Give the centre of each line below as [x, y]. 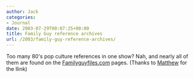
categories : [21, 17]
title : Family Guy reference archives [54, 34]
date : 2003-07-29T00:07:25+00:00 [48, 28]
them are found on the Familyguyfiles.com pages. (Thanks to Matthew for [97, 63]
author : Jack [22, 12]
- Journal [19, 23]
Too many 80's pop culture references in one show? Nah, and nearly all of [97, 56]
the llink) [17, 69]
